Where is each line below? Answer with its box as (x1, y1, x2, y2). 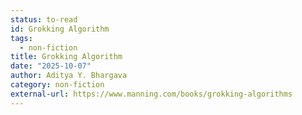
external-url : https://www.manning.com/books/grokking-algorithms (10, 89, 293, 99)
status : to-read (10, 14, 78, 25)
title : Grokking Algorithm (10, 52, 123, 62)
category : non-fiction (10, 80, 105, 90)
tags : (10, 33, 33, 43)
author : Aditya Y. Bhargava (10, 71, 128, 81)
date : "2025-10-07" (10, 61, 92, 71)
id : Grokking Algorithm (10, 24, 110, 34)
